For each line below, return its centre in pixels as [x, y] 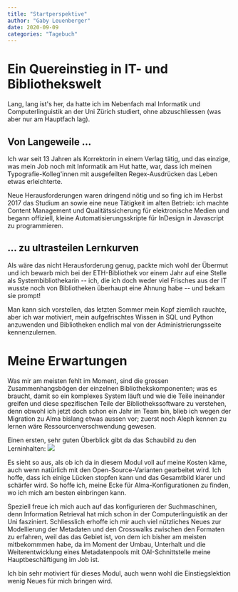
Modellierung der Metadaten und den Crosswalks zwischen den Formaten [116, 529]
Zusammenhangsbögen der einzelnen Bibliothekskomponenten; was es [112, 388]
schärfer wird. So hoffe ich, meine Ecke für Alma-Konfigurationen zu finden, [119, 485]
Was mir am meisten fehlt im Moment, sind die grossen [88, 381]
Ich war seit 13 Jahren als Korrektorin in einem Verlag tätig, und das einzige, [119, 159]
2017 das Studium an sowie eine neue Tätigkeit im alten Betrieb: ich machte [118, 203]
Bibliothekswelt [55, 85]
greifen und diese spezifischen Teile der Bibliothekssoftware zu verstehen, [117, 403]
